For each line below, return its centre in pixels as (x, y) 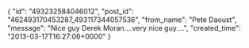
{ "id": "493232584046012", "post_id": (71, 11)
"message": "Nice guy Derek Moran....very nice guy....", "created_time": (124, 28)
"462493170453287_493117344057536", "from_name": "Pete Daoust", (122, 20)
